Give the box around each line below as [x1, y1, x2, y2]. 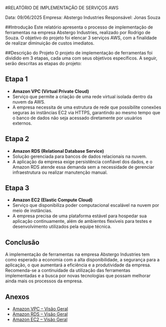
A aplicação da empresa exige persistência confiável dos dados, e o [12, 158, 153, 165]
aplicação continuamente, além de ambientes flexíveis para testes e [12, 218, 152, 224]
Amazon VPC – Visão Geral [12, 306, 68, 312]
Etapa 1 [5, 75, 28, 84]
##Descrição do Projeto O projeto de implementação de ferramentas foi [5, 50, 153, 56]
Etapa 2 [5, 135, 29, 143]
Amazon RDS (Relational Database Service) [12, 148, 104, 154]
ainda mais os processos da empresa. [5, 278, 83, 284]
